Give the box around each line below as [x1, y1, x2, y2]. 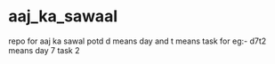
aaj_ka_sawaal [8, 6, 117, 27]
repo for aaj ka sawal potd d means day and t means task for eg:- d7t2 [8, 36, 267, 46]
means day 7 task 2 [8, 44, 80, 55]
